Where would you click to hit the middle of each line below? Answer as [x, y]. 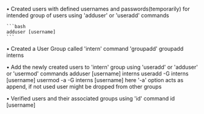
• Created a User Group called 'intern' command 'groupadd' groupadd [95, 49]
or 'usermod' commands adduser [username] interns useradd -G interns [97, 74]
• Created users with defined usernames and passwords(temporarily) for [98, 9]
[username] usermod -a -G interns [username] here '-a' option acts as [95, 80]
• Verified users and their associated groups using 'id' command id [91, 98]
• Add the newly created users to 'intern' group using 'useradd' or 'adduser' [102, 67]
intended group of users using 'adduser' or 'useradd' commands [88, 15]
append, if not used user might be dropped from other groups [84, 86]
